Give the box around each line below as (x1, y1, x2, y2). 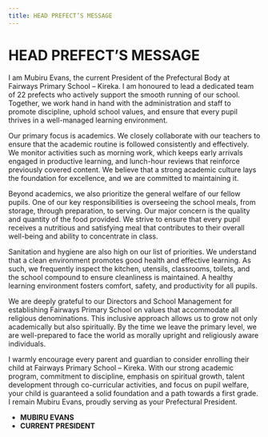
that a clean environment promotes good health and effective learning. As (8, 255, 252, 265)
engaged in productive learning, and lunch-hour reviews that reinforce (8, 156, 240, 166)
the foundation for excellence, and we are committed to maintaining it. (8, 173, 239, 182)
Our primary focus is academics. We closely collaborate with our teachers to (8, 130, 261, 140)
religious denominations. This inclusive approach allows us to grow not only (8, 313, 258, 323)
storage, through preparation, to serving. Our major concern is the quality (8, 206, 250, 215)
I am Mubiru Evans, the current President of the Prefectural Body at (8, 73, 230, 82)
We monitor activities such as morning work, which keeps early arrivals (8, 147, 243, 157)
